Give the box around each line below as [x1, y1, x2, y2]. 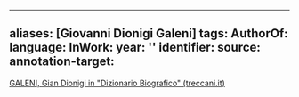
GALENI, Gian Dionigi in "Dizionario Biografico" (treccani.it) [9, 77, 225, 88]
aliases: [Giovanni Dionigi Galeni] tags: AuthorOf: [9, 26, 288, 41]
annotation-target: [9, 54, 115, 69]
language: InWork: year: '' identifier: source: [9, 40, 261, 55]
